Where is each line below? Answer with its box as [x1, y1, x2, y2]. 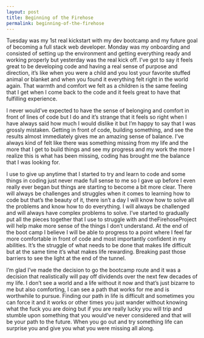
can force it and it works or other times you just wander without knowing [6, 299, 188, 306]
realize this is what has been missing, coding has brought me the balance [6, 152, 190, 160]
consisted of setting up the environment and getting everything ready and [6, 50, 191, 57]
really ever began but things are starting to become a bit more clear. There [6, 183, 192, 191]
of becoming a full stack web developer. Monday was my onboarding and [6, 43, 190, 51]
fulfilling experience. [6, 95, 58, 102]
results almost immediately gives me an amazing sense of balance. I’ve [6, 133, 184, 140]
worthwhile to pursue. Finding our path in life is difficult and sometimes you [6, 292, 195, 300]
